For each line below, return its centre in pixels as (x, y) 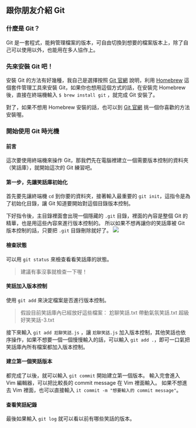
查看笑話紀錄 (21, 405)
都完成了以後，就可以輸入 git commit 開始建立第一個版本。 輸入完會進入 (93, 375)
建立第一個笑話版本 (29, 361)
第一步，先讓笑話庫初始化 (37, 182)
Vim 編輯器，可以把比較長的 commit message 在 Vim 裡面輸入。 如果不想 (94, 382)
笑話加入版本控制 (27, 286)
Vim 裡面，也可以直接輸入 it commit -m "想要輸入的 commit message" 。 (97, 390)
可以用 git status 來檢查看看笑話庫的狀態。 (59, 259)
